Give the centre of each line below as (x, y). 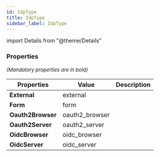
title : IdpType (26, 18)
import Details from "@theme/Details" (54, 41)
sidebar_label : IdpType (37, 23)
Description (133, 84)
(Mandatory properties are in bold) (47, 70)
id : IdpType (21, 12)
